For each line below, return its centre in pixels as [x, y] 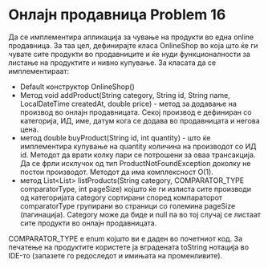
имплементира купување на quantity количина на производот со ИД [138, 146]
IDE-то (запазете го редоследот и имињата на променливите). [116, 255]
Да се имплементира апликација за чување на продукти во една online [131, 37]
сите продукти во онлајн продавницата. [88, 223]
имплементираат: [39, 71]
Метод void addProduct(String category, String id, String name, [125, 95]
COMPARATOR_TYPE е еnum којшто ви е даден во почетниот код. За [126, 238]
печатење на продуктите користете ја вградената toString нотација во [129, 247]
